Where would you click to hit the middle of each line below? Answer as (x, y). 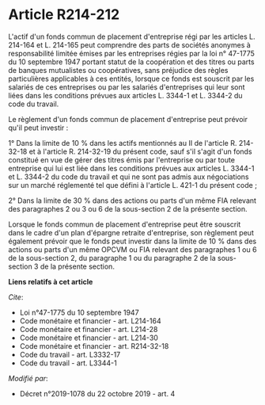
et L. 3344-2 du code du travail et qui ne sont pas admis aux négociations (129, 177)
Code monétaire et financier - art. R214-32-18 (94, 346)
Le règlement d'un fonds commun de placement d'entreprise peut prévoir (128, 119)
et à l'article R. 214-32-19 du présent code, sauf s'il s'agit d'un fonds (140, 151)
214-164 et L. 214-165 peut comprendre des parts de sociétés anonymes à (129, 44)
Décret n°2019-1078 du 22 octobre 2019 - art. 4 (97, 393)
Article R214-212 (64, 15)
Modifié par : (28, 378)
